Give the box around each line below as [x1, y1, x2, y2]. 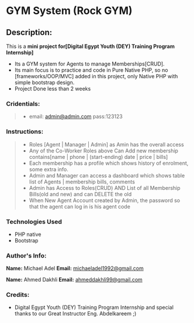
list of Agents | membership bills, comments [29, 178, 136, 185]
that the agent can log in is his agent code [29, 203, 130, 210]
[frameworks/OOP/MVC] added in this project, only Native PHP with [14, 73, 178, 79]
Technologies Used [6, 217, 63, 225]
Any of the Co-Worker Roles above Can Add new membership [29, 147, 178, 154]
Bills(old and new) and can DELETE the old [29, 190, 132, 197]
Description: [6, 27, 53, 37]
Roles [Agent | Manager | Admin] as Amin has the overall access [29, 141, 184, 148]
